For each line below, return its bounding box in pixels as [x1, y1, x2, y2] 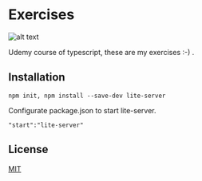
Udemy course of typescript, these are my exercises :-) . [8, 47, 195, 57]
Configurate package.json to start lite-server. [8, 105, 157, 115]
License [8, 143, 49, 156]
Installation [8, 70, 65, 85]
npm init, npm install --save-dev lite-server [8, 92, 166, 100]
